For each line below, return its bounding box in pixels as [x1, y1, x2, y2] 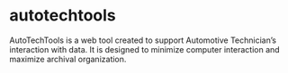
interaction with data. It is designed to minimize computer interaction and [9, 44, 281, 54]
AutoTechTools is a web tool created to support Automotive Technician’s [9, 35, 277, 45]
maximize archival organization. [9, 53, 127, 64]
